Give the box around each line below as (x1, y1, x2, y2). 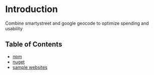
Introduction (5, 4, 58, 15)
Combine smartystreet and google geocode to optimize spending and (5, 20, 149, 26)
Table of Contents (5, 40, 63, 49)
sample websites (12, 64, 48, 70)
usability (5, 25, 23, 31)
